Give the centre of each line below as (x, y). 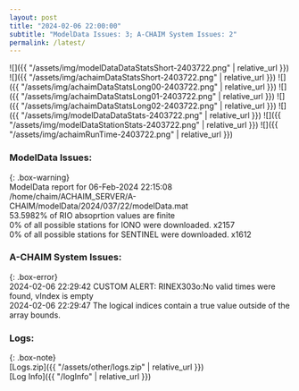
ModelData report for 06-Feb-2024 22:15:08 (91, 187)
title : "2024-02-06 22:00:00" (66, 26)
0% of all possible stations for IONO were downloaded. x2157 (122, 225)
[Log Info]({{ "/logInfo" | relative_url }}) (80, 377)
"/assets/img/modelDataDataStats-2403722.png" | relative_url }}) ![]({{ (151, 115)
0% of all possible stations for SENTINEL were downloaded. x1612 (130, 234)
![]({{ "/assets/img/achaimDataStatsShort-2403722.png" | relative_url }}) (143, 78)
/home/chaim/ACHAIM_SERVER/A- (73, 196)
